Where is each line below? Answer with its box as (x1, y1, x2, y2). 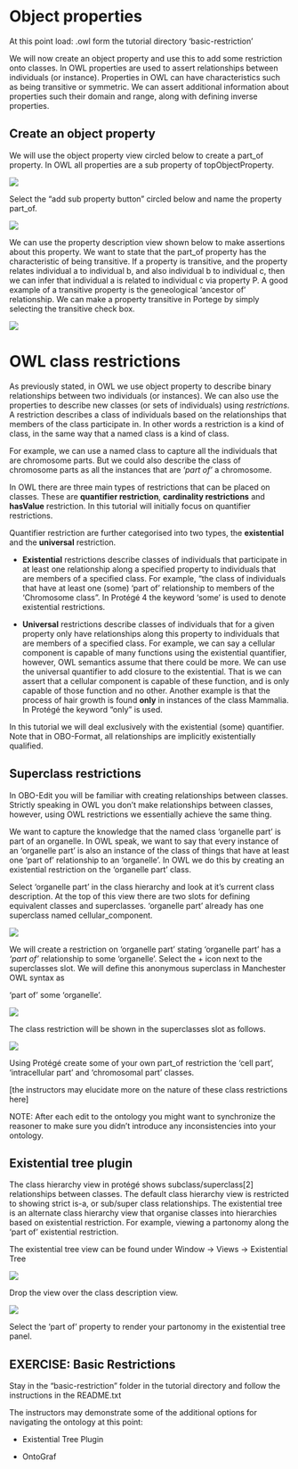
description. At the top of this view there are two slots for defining (9, 890, 251, 902)
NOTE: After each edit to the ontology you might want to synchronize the (9, 1110, 276, 1121)
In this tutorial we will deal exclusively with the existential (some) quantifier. (9, 721, 285, 732)
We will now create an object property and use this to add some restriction (9, 53, 283, 63)
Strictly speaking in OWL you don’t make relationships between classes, (9, 799, 274, 810)
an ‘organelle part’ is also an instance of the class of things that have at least (9, 845, 290, 855)
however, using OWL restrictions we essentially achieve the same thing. (9, 809, 272, 820)
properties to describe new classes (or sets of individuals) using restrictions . (9, 400, 290, 410)
